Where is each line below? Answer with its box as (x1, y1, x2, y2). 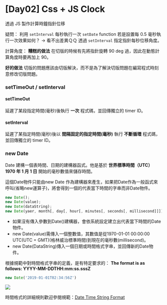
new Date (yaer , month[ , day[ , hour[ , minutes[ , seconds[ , (5, 209, 128, 214)
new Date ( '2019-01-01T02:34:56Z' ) (5, 275, 77, 281)
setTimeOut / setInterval (5, 84, 66, 91)
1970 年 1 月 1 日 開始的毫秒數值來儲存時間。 (5, 168, 95, 174)
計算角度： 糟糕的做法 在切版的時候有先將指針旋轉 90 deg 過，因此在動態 (5, 48, 156, 54)
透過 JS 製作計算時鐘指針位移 (5, 20, 66, 26)
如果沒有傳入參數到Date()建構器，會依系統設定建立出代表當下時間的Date (12, 218, 162, 224)
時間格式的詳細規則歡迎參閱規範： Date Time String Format (5, 294, 125, 300)
